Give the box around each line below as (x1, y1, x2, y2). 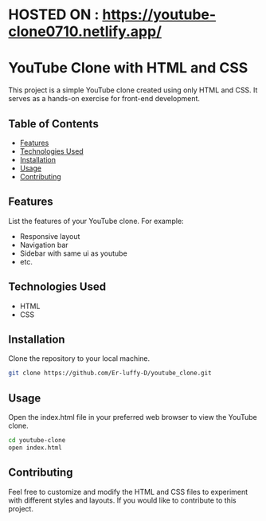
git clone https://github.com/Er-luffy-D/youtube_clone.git (8, 369, 213, 378)
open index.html (8, 444, 62, 452)
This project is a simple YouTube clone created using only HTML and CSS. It (8, 85, 258, 95)
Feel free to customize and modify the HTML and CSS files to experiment (8, 487, 248, 496)
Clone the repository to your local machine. (8, 354, 151, 363)
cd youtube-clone (8, 437, 66, 445)
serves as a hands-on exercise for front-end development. (8, 94, 201, 104)
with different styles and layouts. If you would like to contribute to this (8, 496, 237, 505)
